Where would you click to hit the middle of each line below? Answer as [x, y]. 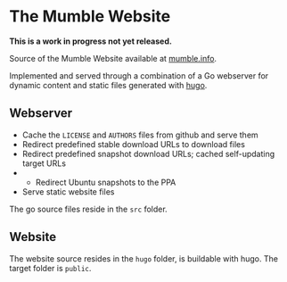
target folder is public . [50, 268]
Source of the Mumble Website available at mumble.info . [113, 58]
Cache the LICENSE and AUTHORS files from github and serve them [140, 135]
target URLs [44, 163]
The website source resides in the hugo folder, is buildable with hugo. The [144, 258]
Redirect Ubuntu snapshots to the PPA [106, 182]
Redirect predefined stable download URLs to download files [133, 144]
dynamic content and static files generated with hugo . [108, 85]
